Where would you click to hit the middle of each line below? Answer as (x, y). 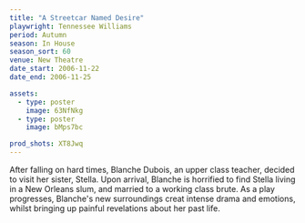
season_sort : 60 (40, 52)
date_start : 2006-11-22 (55, 69)
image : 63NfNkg (55, 110)
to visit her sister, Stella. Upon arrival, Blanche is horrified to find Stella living (152, 179)
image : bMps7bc (55, 127)
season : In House (42, 43)
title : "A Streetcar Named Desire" (77, 18)
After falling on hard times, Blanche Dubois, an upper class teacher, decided (152, 170)
